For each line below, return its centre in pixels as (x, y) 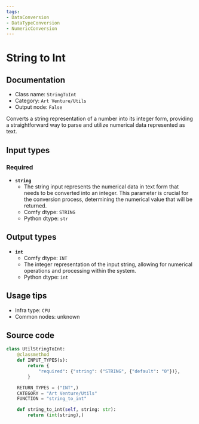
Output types (31, 237)
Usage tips (27, 296)
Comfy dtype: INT (45, 258)
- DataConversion (28, 17)
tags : (13, 12)
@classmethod (33, 355)
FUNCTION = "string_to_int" (52, 399)
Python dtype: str (46, 218)
